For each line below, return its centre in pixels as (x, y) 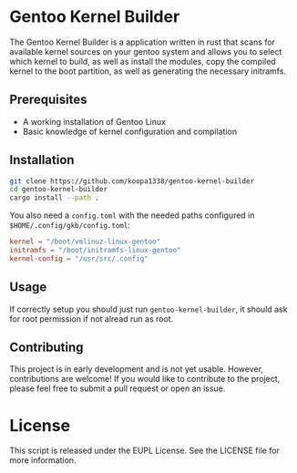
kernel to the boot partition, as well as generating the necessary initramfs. (148, 71)
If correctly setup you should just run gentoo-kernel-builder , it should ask (148, 309)
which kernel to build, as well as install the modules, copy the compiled (143, 61)
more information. (43, 460)
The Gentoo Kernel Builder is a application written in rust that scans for (143, 42)
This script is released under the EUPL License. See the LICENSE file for (145, 451)
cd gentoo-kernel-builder (58, 190)
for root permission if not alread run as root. (92, 319)
